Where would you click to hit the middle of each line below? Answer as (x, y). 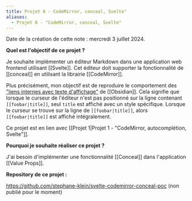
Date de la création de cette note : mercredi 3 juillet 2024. (76, 39)
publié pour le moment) (34, 192)
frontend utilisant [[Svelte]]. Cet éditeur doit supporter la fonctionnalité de (95, 68)
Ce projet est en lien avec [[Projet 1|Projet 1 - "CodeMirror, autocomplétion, (96, 128)
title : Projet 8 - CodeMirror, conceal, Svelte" (66, 11)
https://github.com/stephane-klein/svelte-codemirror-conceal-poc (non (93, 186)
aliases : (17, 17)
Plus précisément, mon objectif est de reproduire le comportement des (92, 86)
